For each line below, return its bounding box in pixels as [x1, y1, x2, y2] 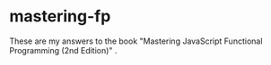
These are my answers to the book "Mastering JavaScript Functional [9, 36, 263, 46]
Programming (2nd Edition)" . [9, 45, 118, 55]
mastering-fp [9, 6, 111, 27]
